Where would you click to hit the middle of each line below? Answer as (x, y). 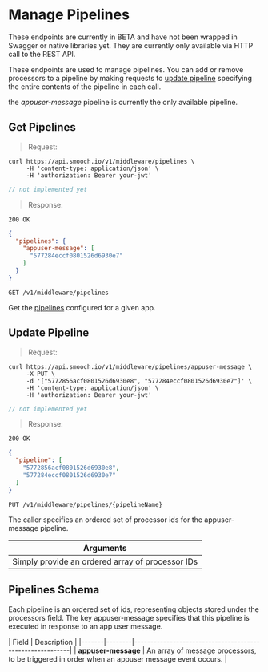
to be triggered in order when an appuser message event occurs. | (118, 658)
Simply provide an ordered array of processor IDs (105, 561)
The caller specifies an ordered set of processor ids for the (105, 520)
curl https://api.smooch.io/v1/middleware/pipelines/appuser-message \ (130, 366)
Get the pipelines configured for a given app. (82, 307)
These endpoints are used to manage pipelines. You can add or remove (126, 69)
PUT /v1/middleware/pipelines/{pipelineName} (85, 504)
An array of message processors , (202, 650)
